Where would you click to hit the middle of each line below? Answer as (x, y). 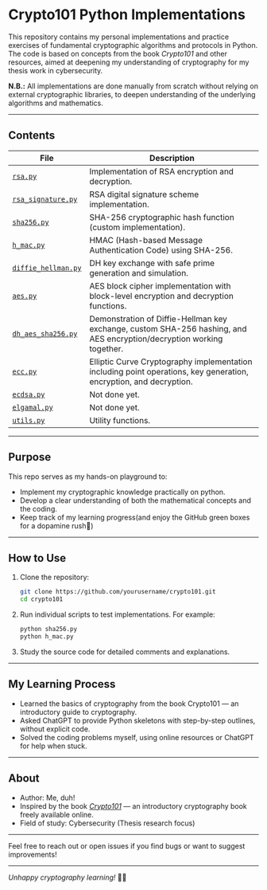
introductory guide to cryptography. (78, 712)
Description (172, 158)
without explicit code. (55, 729)
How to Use (37, 558)
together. (106, 348)
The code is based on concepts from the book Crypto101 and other (118, 53)
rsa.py (25, 176)
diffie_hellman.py (47, 268)
